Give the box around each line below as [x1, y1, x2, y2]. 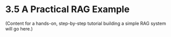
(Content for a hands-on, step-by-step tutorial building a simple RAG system [5, 20, 166, 26]
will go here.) [5, 25, 33, 31]
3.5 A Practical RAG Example [5, 4, 130, 15]
